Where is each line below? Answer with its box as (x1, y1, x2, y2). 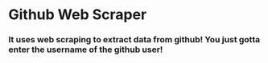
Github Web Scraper (8, 6, 147, 24)
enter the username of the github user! (8, 44, 163, 55)
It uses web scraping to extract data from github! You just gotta (8, 34, 261, 45)
